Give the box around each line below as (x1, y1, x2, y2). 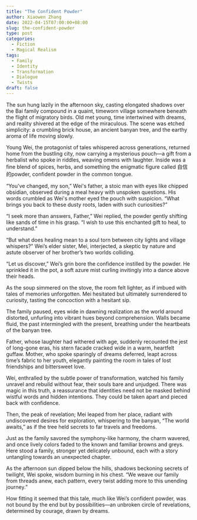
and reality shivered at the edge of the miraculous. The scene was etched (6, 120, 185, 127)
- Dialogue (11, 74, 38, 80)
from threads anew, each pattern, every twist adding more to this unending (6, 477, 188, 484)
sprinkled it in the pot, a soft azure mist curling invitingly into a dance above (6, 266, 189, 273)
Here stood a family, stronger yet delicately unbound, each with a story (6, 447, 178, 454)
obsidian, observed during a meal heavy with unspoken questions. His (6, 189, 176, 196)
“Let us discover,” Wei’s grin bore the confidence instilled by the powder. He (6, 260, 190, 267)
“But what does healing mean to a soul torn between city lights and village (6, 236, 186, 243)
